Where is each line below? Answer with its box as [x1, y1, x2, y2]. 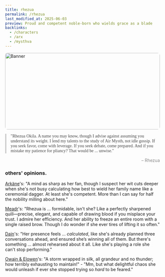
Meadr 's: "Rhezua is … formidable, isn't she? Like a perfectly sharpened [5, 206, 151, 212]
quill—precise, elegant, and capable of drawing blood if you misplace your [5, 211, 156, 217]
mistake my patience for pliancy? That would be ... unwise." [10, 148, 114, 153]
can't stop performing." [5, 247, 53, 252]
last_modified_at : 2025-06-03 [5, 16, 67, 21]
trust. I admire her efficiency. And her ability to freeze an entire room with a [5, 216, 157, 222]
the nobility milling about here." [5, 197, 68, 202]
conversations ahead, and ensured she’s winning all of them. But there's [5, 236, 151, 242]
